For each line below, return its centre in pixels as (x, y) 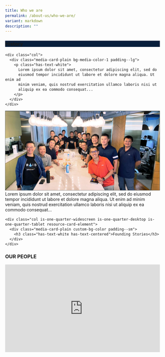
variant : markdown (24, 21)
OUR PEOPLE (21, 256)
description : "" (22, 26)
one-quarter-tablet (25, 224)
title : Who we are (24, 10)
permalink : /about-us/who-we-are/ (41, 16)
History (14, 44)
